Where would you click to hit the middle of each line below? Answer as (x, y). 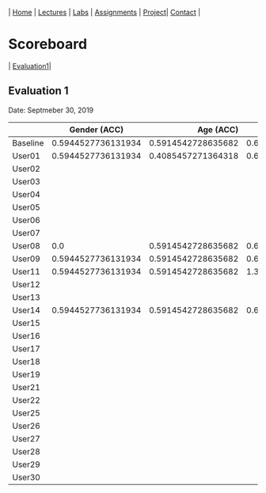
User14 (27, 310)
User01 (27, 156)
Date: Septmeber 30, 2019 (51, 110)
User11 (27, 271)
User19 (27, 374)
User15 (27, 323)
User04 (27, 194)
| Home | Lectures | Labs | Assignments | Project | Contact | (104, 12)
